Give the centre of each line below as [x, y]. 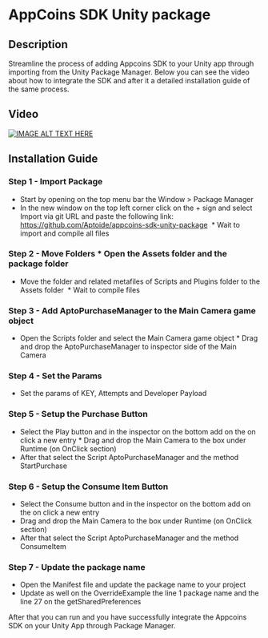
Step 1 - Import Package [56, 182]
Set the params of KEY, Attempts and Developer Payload [113, 394]
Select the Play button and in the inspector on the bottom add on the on [138, 431]
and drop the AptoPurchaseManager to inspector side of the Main [128, 347]
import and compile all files [64, 233]
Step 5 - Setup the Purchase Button [78, 414]
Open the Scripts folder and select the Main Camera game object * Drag [139, 338]
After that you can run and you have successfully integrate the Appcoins [128, 617]
